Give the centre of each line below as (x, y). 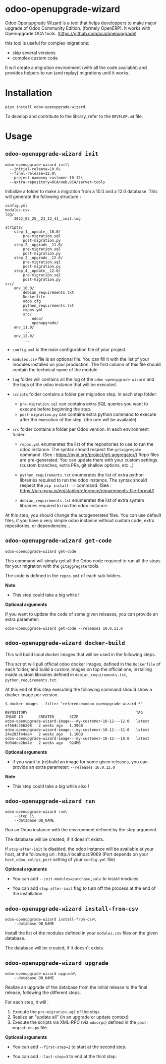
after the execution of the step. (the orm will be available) (78, 419)
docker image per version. (32, 695)
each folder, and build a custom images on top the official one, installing (79, 669)
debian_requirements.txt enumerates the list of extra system (82, 500)
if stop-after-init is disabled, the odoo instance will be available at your (80, 849)
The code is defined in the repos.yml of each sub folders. (64, 575)
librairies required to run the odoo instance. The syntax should (83, 480)
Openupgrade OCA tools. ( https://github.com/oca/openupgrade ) (71, 33)
